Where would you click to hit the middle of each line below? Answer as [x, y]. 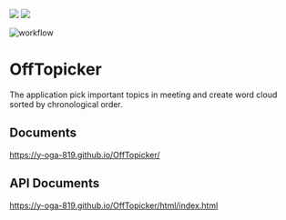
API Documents [55, 183]
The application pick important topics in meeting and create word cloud [143, 95]
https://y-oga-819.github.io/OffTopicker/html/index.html [114, 205]
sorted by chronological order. [66, 104]
